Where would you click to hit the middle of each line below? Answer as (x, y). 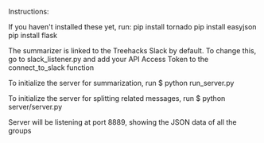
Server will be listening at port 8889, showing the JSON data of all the (122, 122)
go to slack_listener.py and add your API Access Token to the (109, 59)
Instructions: (29, 12)
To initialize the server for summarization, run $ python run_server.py (121, 83)
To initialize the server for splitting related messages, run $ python (117, 98)
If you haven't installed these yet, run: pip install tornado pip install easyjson (132, 27)
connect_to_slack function (51, 68)
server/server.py (35, 107)
